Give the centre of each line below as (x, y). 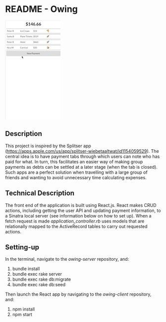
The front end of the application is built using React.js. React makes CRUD (81, 205)
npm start (22, 315)
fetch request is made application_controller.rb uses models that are (75, 221)
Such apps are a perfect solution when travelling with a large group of (76, 172)
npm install (24, 309)
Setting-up (22, 247)
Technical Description (40, 193)
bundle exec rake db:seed (39, 285)
